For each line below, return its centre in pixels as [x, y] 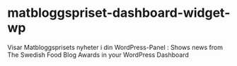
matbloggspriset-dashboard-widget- [119, 13]
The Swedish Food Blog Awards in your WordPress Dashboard [98, 55]
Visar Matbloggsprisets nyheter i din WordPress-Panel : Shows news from [115, 47]
